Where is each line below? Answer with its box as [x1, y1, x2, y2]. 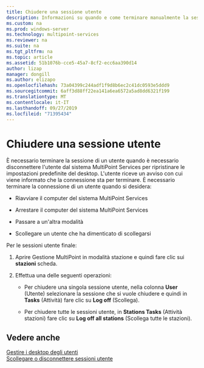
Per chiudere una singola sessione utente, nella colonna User [24, 283, 178, 291]
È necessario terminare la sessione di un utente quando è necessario [6, 157, 179, 164]
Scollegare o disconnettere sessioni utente [6, 355, 114, 363]
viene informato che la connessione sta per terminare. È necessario [6, 176, 175, 184]
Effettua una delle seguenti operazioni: [15, 272, 112, 279]
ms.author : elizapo [6, 77, 56, 83]
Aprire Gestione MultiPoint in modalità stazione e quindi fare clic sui [15, 254, 185, 261]
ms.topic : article [6, 54, 53, 60]
